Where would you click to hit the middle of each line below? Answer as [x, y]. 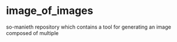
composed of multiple [32, 33]
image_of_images [50, 11]
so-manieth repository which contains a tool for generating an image [88, 27]
